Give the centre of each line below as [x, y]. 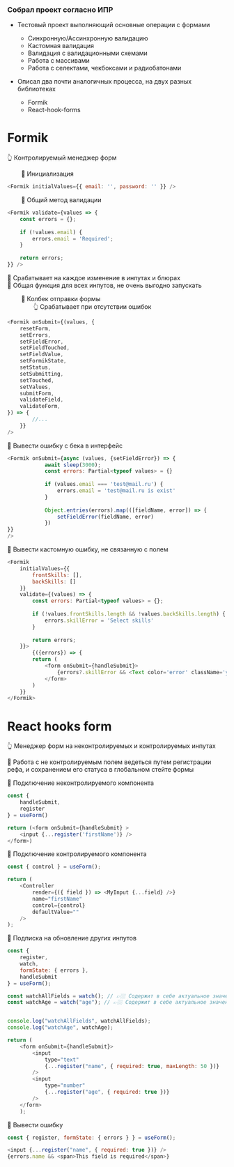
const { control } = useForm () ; [54, 867]
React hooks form [60, 726]
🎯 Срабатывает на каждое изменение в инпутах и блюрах [94, 277]
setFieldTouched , [45, 348]
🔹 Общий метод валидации [61, 200]
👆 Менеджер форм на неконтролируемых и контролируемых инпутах [111, 746]
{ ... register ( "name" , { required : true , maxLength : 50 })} [132, 1066]
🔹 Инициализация [47, 174]
